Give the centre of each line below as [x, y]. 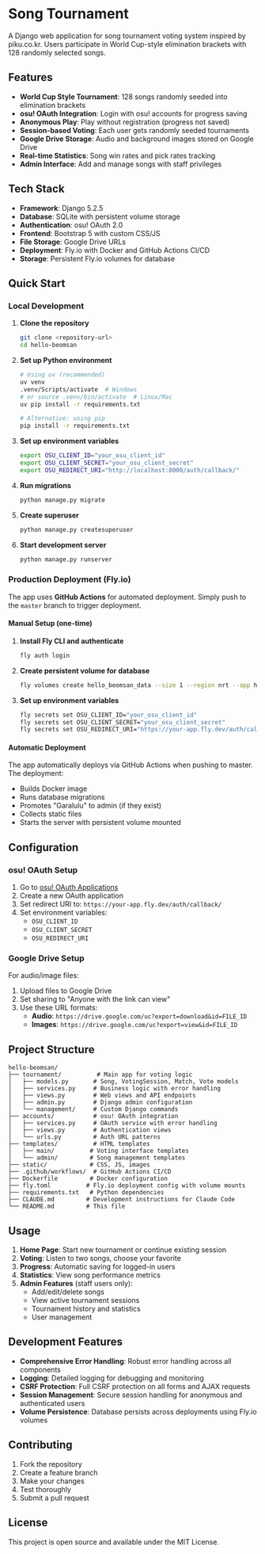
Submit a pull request [54, 1498]
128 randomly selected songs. [57, 52]
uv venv [32, 382]
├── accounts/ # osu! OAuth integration [93, 1117]
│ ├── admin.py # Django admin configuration [100, 1102]
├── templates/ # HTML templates [79, 1144]
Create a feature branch [59, 1472]
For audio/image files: [44, 976]
